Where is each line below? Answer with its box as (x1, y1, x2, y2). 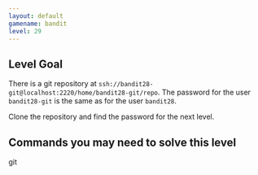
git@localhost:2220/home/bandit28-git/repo (8, 89, 159, 98)
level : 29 (8, 27, 42, 35)
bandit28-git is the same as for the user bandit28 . (8, 96, 177, 106)
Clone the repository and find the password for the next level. (8, 112, 215, 122)
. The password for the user (157, 87, 251, 98)
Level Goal (8, 57, 63, 71)
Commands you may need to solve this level (8, 135, 237, 149)
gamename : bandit (8, 20, 68, 28)
